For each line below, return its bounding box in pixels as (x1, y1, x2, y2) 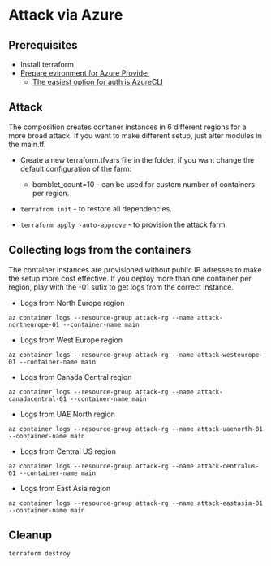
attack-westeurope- (197, 350, 264, 359)
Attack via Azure (8, 6, 123, 24)
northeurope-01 (8, 320, 60, 329)
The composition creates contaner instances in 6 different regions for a (8, 122, 247, 132)
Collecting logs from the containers (8, 243, 191, 257)
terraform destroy (8, 550, 71, 558)
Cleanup (8, 529, 53, 542)
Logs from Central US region (19, 446, 116, 456)
